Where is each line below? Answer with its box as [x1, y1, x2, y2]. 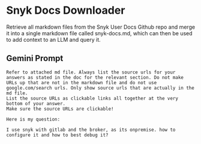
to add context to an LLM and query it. [6, 36, 101, 43]
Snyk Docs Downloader [6, 4, 125, 17]
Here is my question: [6, 116, 61, 122]
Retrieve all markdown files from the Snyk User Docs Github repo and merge [6, 23, 196, 30]
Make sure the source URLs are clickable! [6, 106, 114, 112]
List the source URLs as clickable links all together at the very [6, 95, 179, 102]
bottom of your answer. [6, 100, 66, 106]
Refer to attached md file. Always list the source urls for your [6, 69, 176, 75]
